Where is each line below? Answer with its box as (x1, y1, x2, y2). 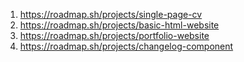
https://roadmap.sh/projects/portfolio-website (19, 30, 210, 41)
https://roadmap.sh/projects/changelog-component (19, 40, 234, 52)
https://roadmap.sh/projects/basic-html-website (19, 19, 220, 31)
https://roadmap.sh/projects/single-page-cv (19, 9, 203, 20)
